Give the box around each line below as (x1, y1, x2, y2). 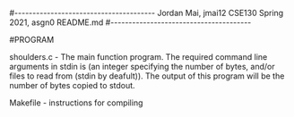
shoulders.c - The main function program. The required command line (9, 52, 268, 62)
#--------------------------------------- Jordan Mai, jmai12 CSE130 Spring (9, 8, 284, 18)
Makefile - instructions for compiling (9, 97, 143, 108)
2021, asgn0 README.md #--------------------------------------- (9, 17, 252, 28)
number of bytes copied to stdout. (9, 80, 136, 90)
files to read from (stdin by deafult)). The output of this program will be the (9, 71, 285, 81)
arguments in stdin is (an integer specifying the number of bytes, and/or (9, 62, 275, 71)
